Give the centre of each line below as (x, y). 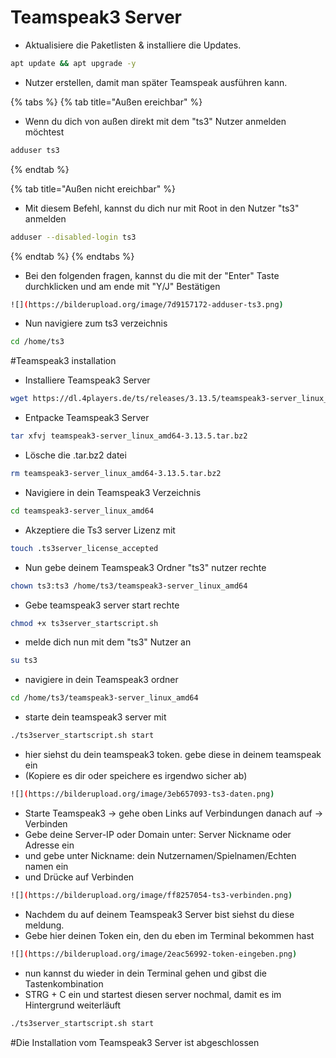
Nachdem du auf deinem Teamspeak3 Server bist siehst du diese (159, 914)
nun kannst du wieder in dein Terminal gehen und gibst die (145, 973)
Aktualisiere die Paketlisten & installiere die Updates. (133, 45)
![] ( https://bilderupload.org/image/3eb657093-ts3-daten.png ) (142, 794)
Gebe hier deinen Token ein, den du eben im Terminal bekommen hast (169, 935)
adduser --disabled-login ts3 (73, 237)
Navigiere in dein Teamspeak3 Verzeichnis (113, 492)
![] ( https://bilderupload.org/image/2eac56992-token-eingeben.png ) (154, 954)
